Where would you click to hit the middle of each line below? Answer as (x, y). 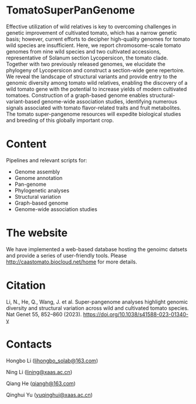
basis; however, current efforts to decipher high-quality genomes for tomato (98, 39)
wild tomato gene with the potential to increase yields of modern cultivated (97, 89)
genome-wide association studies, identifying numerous (109, 101)
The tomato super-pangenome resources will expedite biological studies (94, 114)
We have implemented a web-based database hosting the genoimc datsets (97, 249)
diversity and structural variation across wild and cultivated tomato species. (97, 308)
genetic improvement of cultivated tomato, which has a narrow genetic (92, 32)
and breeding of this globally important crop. (60, 120)
